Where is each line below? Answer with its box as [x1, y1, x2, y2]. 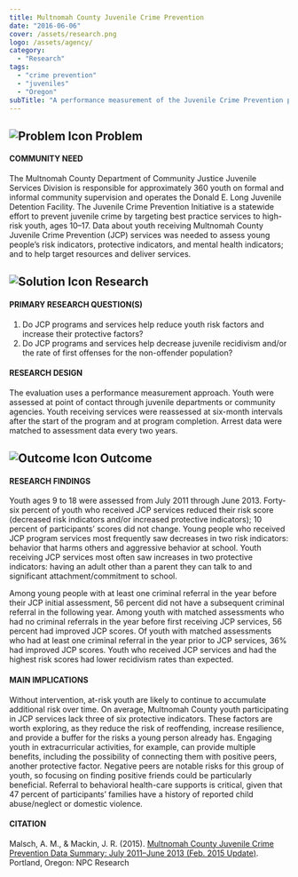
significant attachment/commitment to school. [9, 570, 177, 582]
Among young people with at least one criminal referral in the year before [9, 588, 278, 599]
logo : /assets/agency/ [9, 37, 93, 47]
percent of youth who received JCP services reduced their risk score [21, 505, 274, 515]
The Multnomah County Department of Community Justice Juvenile [9, 172, 257, 183]
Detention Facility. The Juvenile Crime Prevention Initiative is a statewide [9, 201, 275, 211]
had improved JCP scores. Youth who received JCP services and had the [9, 645, 277, 656]
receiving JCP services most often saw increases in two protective [9, 552, 253, 562]
